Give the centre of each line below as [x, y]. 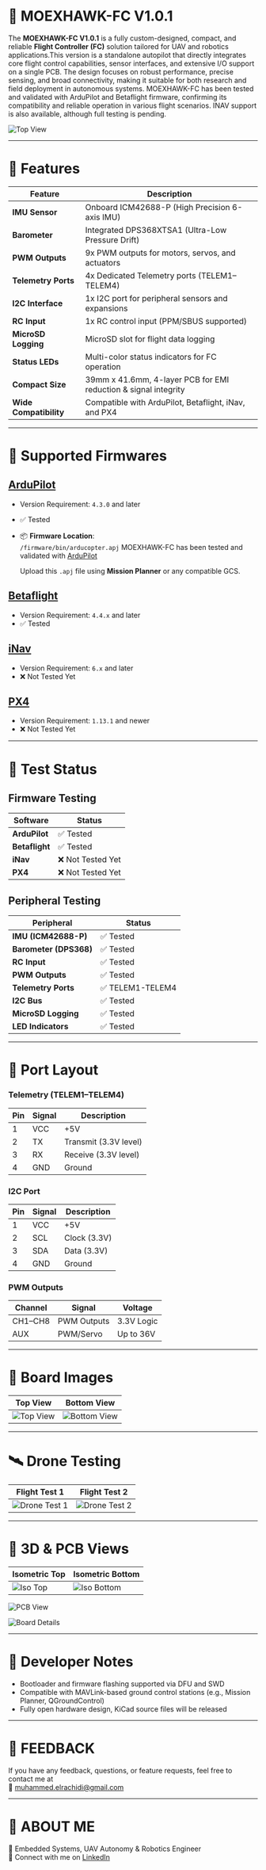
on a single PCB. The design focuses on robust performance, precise [121, 71]
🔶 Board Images [61, 1378]
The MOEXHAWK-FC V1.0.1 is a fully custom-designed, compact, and [122, 38]
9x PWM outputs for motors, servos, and [160, 253]
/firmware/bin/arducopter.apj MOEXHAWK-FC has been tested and [131, 547]
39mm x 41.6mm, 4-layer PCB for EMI [157, 380]
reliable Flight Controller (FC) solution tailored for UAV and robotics [119, 46]
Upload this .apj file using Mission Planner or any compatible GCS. [130, 571]
